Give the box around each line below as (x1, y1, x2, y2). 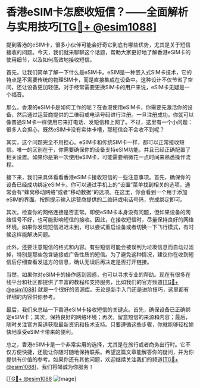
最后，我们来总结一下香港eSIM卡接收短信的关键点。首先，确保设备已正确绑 (6, 306, 191, 313)
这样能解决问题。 (11, 230, 54, 238)
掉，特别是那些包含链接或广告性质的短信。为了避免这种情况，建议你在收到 (6, 251, 189, 258)
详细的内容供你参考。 (6, 293, 58, 301)
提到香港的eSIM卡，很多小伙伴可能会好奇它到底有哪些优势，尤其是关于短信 (6, 41, 191, 48)
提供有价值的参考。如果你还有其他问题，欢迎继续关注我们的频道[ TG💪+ (6, 355, 179, 363)
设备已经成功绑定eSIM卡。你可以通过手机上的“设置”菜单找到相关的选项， (6, 181, 185, 188)
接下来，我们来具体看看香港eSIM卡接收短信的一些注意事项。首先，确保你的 (6, 173, 191, 180)
